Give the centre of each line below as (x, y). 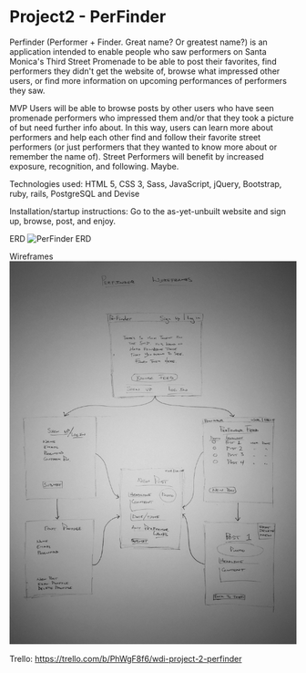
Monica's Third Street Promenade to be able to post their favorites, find (143, 61)
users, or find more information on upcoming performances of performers (148, 80)
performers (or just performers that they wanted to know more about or (143, 147)
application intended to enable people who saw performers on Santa (138, 51)
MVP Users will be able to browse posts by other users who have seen (142, 108)
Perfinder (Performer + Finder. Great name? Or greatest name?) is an (139, 42)
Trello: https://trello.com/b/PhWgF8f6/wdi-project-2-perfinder (126, 658)
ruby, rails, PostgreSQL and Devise (75, 193)
